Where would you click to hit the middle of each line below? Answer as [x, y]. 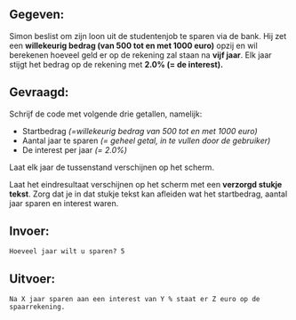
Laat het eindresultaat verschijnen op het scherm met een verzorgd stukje [146, 184]
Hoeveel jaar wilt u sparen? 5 [67, 252]
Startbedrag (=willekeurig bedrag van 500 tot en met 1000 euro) [140, 131]
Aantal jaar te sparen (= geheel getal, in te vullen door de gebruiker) [146, 140]
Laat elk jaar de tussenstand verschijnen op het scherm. [112, 167]
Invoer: [29, 232]
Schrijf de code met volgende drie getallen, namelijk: [106, 114]
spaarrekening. [37, 307]
